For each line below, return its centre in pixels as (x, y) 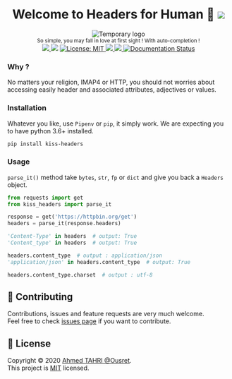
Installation (27, 108)
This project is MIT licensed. (48, 368)
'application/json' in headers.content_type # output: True (99, 262)
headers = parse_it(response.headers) (64, 224)
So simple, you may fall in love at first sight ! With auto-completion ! (118, 41)
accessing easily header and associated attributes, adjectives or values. (112, 90)
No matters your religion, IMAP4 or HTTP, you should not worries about (111, 82)
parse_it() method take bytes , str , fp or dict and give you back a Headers (116, 177)
